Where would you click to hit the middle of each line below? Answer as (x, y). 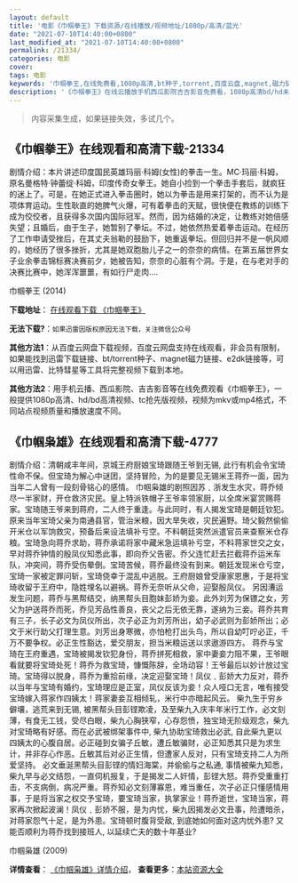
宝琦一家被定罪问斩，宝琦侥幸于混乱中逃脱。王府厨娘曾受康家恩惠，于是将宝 (149, 576)
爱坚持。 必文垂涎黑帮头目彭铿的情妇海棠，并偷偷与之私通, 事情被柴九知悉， (149, 765)
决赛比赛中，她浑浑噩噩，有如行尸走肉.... (84, 272)
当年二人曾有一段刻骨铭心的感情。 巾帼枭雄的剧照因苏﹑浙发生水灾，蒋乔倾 (146, 487)
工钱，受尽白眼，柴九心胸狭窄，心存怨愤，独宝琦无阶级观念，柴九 (168, 720)
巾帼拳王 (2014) (38, 291)
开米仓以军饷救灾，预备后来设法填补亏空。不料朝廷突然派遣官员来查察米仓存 (149, 532)
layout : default (39, 17)
